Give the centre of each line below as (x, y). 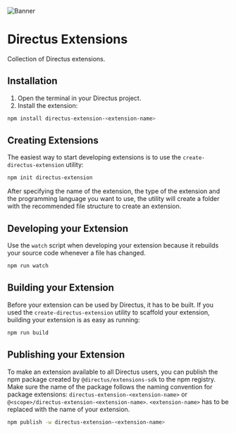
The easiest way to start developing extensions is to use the (94, 157)
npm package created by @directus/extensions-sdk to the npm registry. (112, 379)
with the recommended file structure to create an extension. (94, 206)
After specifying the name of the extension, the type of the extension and (114, 191)
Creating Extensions (53, 141)
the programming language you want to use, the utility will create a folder (113, 199)
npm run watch (28, 266)
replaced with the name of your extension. (69, 409)
